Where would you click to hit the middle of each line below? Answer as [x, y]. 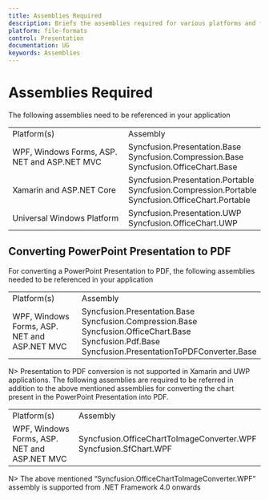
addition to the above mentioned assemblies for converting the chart [121, 388]
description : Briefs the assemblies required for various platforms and [132, 23]
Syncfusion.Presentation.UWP [185, 213]
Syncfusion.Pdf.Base [120, 341]
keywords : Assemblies [44, 53]
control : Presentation [46, 38]
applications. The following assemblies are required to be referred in [121, 380]
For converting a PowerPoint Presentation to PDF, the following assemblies [132, 270]
